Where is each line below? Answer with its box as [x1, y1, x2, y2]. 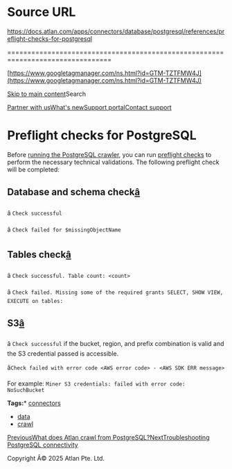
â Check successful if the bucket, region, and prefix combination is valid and [7, 340, 224, 348]
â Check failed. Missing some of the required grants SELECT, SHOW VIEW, [7, 288, 224, 296]
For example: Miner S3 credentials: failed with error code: [7, 379, 186, 388]
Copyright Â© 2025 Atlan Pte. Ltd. [7, 454, 105, 463]
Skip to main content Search [7, 90, 87, 98]
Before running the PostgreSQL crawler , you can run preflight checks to [7, 150, 212, 158]
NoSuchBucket [7, 387, 45, 394]
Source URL [7, 4, 76, 20]
